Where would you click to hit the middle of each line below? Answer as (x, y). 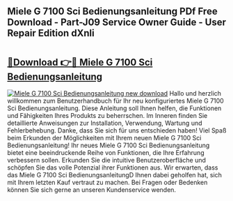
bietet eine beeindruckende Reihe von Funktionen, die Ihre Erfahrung (106, 152)
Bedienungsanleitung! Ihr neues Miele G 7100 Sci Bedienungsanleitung (109, 145)
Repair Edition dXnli (51, 33)
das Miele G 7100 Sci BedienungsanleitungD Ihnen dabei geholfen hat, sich (115, 175)
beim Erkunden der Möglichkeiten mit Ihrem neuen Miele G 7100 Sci (104, 138)
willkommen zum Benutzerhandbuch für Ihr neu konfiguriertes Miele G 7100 (115, 101)
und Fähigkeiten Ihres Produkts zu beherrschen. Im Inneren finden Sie (107, 116)
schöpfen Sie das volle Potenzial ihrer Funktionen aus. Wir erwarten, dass (113, 167)
